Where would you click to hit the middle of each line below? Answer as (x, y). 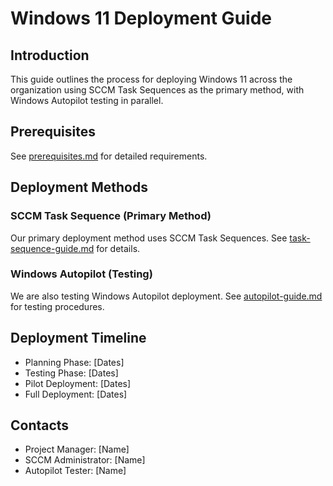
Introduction (50, 55)
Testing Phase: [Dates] (71, 373)
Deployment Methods (79, 187)
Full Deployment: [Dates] (76, 394)
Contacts (40, 425)
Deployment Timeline (78, 338)
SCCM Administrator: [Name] (85, 460)
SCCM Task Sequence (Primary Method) (111, 216)
